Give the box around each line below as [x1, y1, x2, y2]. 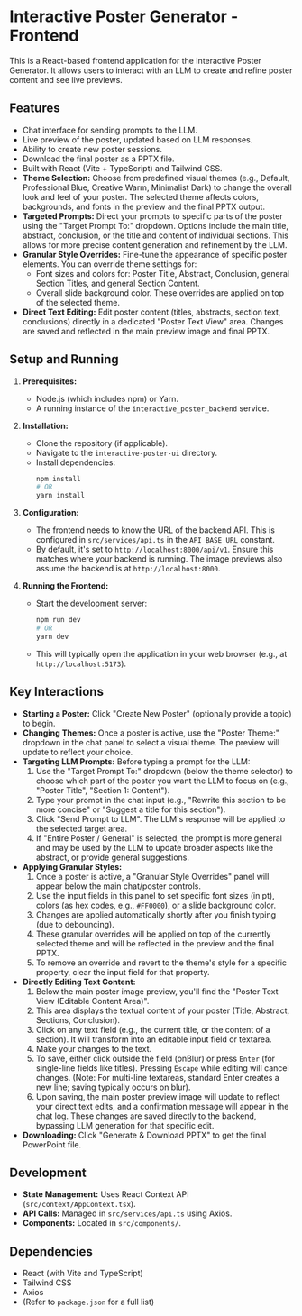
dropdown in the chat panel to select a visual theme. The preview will [22, 736, 280, 747]
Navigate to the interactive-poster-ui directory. [35, 447, 218, 458]
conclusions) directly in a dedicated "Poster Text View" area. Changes [22, 315, 284, 326]
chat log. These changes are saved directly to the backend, [35, 1110, 257, 1121]
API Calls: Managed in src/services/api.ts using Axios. [22, 1208, 233, 1219]
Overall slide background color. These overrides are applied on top [35, 287, 284, 298]
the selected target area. [35, 823, 128, 834]
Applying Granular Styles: [22, 861, 123, 872]
